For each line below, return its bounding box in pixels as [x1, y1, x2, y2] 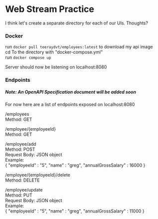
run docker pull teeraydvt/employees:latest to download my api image [5, 44, 153, 50]
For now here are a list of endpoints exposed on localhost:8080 [5, 101, 135, 108]
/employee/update [5, 187, 43, 193]
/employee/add [5, 141, 36, 147]
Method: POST [5, 146, 36, 153]
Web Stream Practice [5, 3, 94, 15]
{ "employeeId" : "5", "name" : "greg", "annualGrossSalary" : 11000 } [5, 208, 145, 214]
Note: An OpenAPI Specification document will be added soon [5, 89, 137, 95]
